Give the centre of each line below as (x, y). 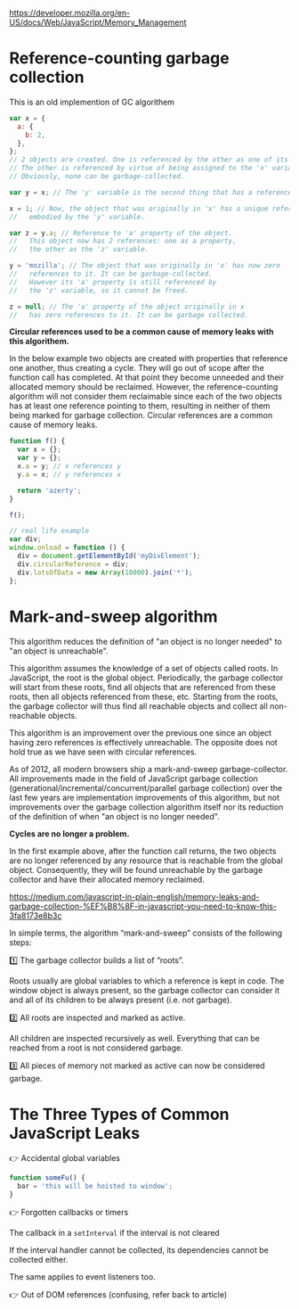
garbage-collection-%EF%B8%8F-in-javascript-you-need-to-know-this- (143, 906)
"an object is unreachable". (59, 651)
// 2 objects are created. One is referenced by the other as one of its (149, 160)
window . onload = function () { (67, 547)
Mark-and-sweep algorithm (113, 617)
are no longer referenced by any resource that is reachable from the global (146, 860)
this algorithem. (39, 342)
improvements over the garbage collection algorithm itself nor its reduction (146, 807)
